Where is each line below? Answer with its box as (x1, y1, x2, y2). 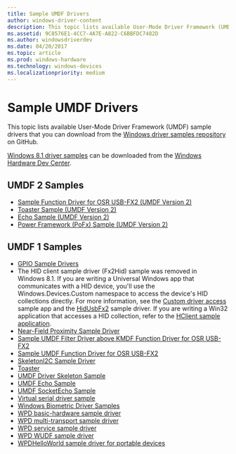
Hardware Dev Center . (7, 159, 72, 168)
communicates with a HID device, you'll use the (17, 282, 156, 291)
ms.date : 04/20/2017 (7, 43, 68, 50)
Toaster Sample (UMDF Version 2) (17, 206, 117, 214)
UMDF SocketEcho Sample (17, 386, 96, 395)
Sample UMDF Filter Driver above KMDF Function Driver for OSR (17, 334, 204, 343)
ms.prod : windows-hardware (7, 56, 86, 63)
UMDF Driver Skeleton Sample (17, 372, 106, 380)
